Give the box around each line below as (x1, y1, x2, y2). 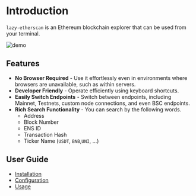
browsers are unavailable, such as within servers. (14, 81, 136, 88)
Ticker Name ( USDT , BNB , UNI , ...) (23, 137, 99, 144)
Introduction (6, 4, 69, 18)
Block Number (23, 118, 59, 126)
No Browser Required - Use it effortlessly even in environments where (14, 74, 188, 81)
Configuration (14, 176, 49, 184)
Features (6, 59, 40, 69)
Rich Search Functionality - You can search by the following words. (14, 105, 182, 113)
